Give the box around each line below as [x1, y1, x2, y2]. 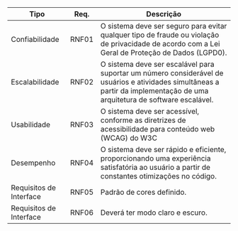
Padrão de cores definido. [100, 188, 187, 197]
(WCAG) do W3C [100, 133, 158, 143]
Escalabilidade [11, 77, 59, 87]
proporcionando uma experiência [100, 154, 211, 163]
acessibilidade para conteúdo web [100, 124, 215, 134]
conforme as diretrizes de [100, 115, 186, 125]
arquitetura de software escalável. [100, 95, 214, 104]
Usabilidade [11, 120, 51, 129]
